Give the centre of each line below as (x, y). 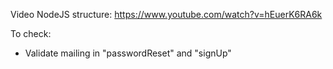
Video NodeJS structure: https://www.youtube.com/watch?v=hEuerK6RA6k (166, 14)
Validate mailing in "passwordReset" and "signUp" (128, 53)
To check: (31, 33)
